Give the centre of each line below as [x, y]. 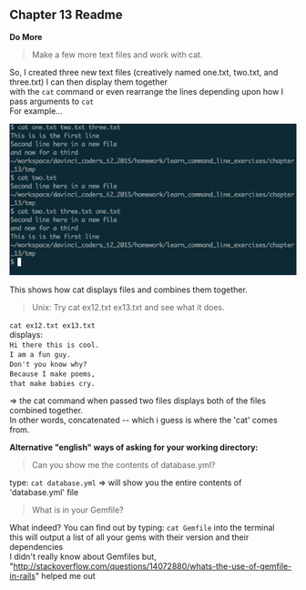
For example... [36, 111]
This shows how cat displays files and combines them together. [128, 290]
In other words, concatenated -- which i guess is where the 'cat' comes [143, 420]
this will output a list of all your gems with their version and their [129, 537]
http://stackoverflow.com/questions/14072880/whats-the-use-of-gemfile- [153, 566]
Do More [26, 36]
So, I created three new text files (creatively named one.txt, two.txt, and [144, 72]
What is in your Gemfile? [78, 510]
